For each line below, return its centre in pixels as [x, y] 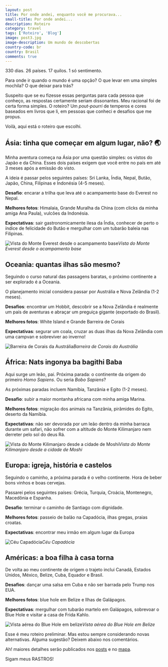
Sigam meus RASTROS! [30, 659]
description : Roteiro [28, 24]
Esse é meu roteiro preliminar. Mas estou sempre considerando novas [77, 634]
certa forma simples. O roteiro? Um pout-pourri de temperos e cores [76, 106]
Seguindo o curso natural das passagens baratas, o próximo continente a [81, 277]
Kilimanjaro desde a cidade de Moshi [44, 449]
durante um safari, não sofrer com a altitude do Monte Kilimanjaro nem [78, 429]
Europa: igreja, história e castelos [58, 465]
